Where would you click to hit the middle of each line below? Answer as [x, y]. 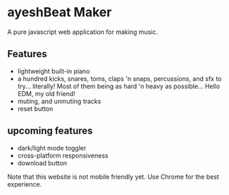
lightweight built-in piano [54, 71]
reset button [35, 108]
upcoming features [50, 131]
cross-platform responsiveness [63, 155]
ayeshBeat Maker [60, 12]
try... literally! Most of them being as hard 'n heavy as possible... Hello [119, 86]
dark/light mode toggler [52, 148]
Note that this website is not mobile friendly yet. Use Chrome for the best [113, 177]
